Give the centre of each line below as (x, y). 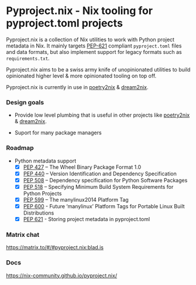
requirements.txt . (28, 58)
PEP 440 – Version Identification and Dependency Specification (100, 174)
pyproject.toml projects (64, 23)
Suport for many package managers (58, 133)
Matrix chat (23, 235)
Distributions (39, 213)
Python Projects (42, 193)
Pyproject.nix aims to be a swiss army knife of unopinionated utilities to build (98, 69)
